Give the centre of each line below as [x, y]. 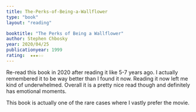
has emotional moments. [36, 91]
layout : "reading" [29, 23]
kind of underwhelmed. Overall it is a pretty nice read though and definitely [98, 85]
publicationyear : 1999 [34, 50]
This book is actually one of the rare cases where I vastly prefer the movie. [98, 103]
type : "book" [22, 17]
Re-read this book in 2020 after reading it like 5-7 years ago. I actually [92, 72]
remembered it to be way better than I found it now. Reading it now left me [97, 78]
